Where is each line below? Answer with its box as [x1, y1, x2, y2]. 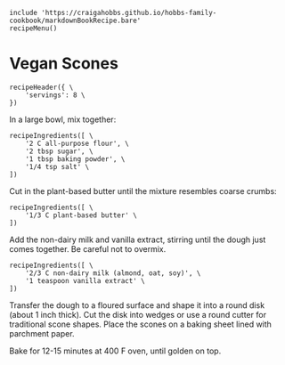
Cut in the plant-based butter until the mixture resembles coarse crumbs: [9, 185, 278, 196]
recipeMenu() [9, 24, 58, 33]
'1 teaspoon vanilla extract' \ [25, 276, 145, 285]
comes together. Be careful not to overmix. [9, 243, 167, 254]
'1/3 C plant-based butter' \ [25, 210, 138, 220]
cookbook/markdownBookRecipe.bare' [9, 16, 142, 25]
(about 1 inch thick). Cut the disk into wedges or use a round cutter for [9, 309, 267, 320]
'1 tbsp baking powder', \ [25, 154, 126, 164]
